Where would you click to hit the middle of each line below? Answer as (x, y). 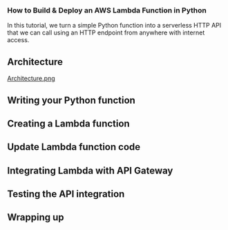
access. (18, 40)
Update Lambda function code (74, 147)
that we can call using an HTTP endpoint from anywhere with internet (106, 32)
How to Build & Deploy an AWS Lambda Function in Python (107, 10)
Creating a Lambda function (68, 123)
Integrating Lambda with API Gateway (90, 170)
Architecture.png (31, 79)
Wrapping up (36, 217)
